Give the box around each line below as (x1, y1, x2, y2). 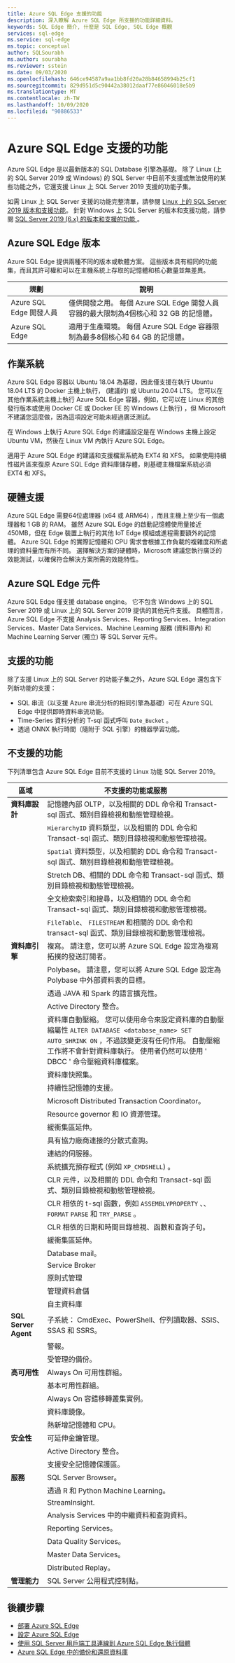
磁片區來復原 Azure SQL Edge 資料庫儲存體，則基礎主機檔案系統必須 (13, 460, 211, 469)
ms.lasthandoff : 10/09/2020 (7, 102, 90, 109)
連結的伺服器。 (47, 1148, 97, 1158)
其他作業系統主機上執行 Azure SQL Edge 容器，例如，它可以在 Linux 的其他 (7, 395, 225, 403)
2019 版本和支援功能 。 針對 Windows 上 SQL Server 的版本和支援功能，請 (7, 206, 220, 214)
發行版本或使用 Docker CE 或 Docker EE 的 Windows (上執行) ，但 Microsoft (7, 404, 226, 413)
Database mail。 (47, 1248, 101, 1258)
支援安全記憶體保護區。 (47, 1459, 124, 1469)
